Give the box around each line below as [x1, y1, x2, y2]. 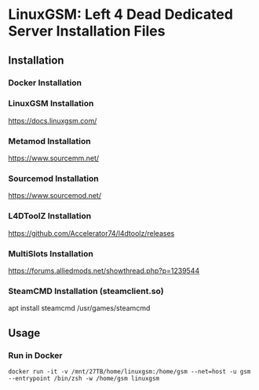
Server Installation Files [8, 22, 166, 40]
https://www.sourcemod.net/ [8, 191, 102, 201]
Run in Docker [8, 350, 63, 361]
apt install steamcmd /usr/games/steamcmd [8, 304, 151, 313]
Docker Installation [8, 77, 82, 88]
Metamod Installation [8, 135, 92, 146]
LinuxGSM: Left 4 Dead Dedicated [8, 6, 234, 24]
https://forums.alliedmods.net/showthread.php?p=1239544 [8, 266, 200, 275]
